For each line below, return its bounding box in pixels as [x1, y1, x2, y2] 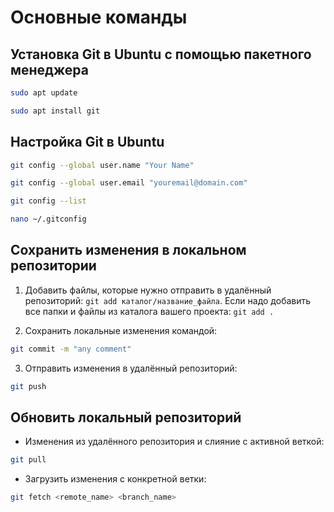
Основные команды [10, 6, 188, 29]
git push [10, 381, 47, 391]
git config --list [10, 196, 87, 206]
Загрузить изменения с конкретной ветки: [24, 473, 207, 485]
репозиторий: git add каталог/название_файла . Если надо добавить [24, 294, 312, 306]
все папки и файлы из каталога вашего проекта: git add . [24, 305, 275, 317]
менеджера [10, 61, 89, 78]
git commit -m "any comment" [10, 344, 132, 354]
